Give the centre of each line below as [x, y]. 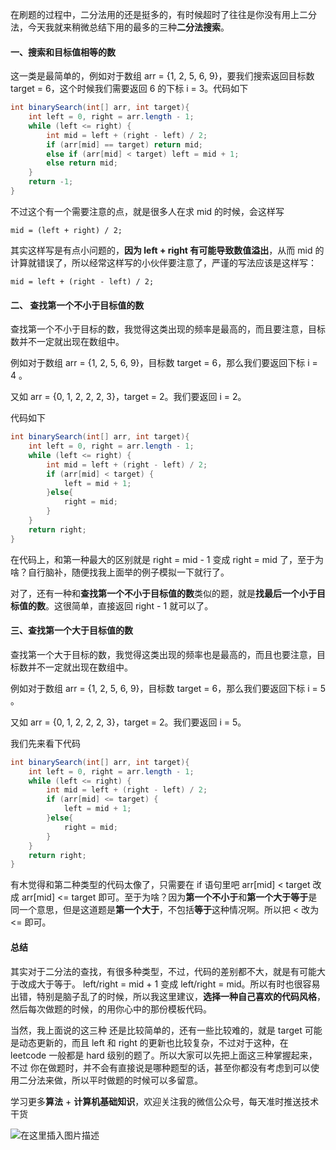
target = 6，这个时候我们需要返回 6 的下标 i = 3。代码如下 [129, 89]
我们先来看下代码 [45, 743]
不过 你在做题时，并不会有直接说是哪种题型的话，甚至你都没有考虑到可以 [160, 1067]
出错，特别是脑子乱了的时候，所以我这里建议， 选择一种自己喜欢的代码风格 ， [168, 996]
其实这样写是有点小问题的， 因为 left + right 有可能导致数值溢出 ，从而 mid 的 [167, 250]
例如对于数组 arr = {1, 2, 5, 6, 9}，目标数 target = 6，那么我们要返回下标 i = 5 [168, 688]
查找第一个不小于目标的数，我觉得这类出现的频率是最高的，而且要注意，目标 [168, 329]
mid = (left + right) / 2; [66, 230]
